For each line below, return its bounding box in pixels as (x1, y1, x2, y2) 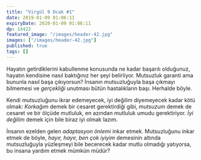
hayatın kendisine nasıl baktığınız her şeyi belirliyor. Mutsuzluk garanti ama (6, 71, 194, 79)
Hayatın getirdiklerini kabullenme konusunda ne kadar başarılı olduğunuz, (6, 65, 191, 72)
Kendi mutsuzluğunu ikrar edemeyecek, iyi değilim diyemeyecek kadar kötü (6, 96, 196, 103)
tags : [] (6, 49, 29, 55)
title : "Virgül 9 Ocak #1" (6, 9, 75, 15)
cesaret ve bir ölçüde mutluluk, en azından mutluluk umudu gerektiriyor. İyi (6, 109, 194, 116)
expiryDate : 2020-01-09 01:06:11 (6, 20, 91, 26)
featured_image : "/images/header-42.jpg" (6, 32, 113, 38)
